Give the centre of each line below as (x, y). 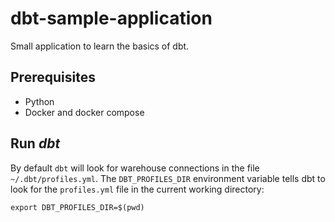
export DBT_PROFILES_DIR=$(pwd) (77, 207)
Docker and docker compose (84, 112)
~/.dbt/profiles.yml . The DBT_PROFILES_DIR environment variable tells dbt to (168, 178)
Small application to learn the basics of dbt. (100, 46)
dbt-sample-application (111, 18)
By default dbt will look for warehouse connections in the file (135, 168)
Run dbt (35, 143)
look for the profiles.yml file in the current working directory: (137, 189)
